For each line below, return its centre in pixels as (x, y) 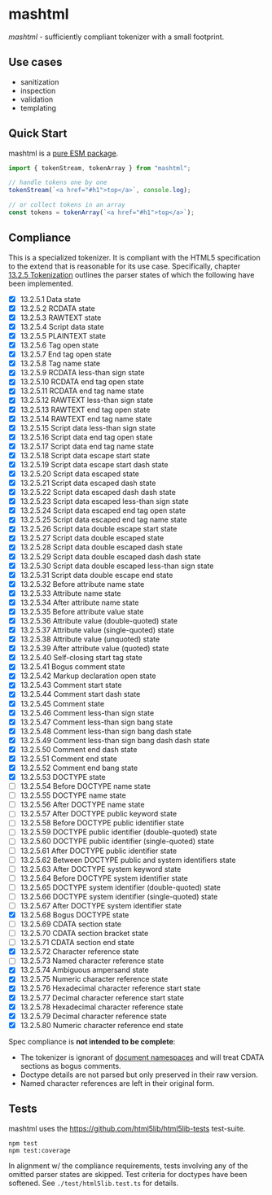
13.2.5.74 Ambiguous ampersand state (84, 970)
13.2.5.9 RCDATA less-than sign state (82, 373)
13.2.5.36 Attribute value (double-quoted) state (99, 620)
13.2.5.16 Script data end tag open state (86, 437)
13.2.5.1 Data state (50, 299)
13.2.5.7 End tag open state (66, 354)
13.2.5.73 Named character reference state (92, 961)
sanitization (39, 81)
